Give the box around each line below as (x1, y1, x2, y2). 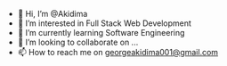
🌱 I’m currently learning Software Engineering (17, 28, 185, 37)
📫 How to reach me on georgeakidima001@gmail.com (17, 47, 219, 57)
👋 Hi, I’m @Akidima (17, 9, 88, 19)
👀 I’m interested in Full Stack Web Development (17, 18, 191, 29)
